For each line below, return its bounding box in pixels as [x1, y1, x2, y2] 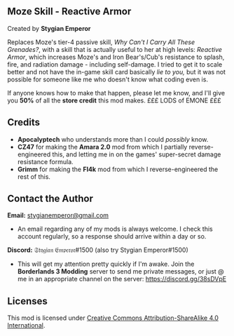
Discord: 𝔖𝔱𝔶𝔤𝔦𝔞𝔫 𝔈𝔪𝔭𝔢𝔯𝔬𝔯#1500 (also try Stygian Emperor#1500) [7, 246, 188, 255]
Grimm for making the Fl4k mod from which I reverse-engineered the [17, 165, 219, 173]
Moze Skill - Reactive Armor [7, 6, 132, 18]
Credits [7, 116, 41, 128]
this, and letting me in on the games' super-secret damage [52, 150, 221, 159]
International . [7, 321, 46, 330]
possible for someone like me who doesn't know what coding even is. [7, 75, 209, 83]
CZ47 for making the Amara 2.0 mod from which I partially [17, 142, 188, 151]
